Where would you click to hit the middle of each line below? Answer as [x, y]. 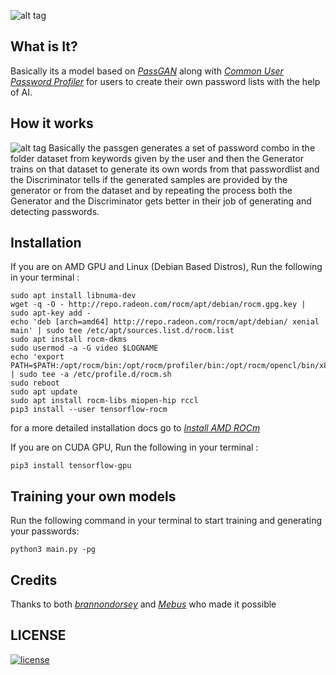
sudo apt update [44, 392]
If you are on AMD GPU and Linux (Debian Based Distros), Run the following [166, 267]
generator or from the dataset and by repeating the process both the [151, 190]
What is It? [44, 46]
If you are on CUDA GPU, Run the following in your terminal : [134, 447]
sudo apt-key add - [51, 313]
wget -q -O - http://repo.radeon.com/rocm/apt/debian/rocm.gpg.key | [158, 305]
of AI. [21, 92]
